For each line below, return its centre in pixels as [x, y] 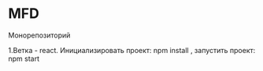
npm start [24, 59]
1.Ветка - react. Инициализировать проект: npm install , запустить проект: [132, 50]
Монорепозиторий [39, 35]
